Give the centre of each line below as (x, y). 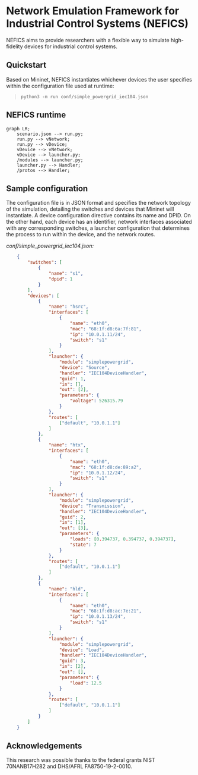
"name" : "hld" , (67, 589)
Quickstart (26, 65)
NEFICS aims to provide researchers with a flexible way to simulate (88, 40)
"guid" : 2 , (72, 517)
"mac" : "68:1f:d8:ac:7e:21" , (106, 611)
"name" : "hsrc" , (68, 307)
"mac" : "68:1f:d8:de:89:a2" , (106, 467)
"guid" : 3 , (72, 661)
